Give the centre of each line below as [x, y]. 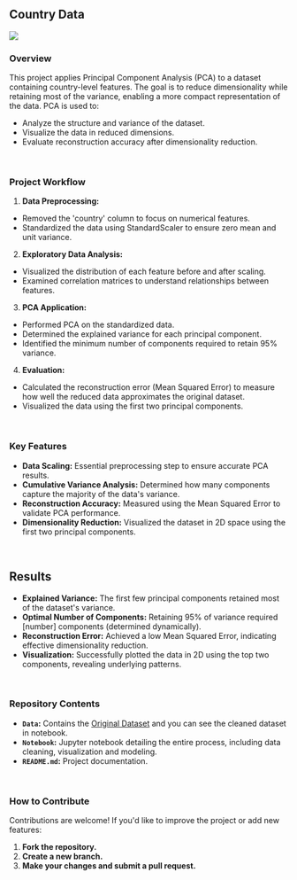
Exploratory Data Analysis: [72, 254]
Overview [30, 58]
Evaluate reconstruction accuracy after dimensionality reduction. [140, 142]
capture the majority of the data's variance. [101, 494]
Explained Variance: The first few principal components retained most [151, 598]
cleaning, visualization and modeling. [89, 752]
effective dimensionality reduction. [85, 645]
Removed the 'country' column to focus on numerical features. [136, 218]
